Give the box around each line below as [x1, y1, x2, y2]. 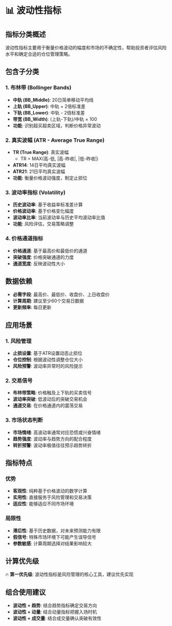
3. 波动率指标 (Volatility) [5, 188, 66, 196]
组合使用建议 [5, 587, 46, 596]
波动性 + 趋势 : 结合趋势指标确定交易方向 [12, 602, 97, 609]
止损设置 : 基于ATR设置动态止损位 [12, 350, 83, 356]
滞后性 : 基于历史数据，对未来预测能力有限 [12, 527, 101, 534]
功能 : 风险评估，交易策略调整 [12, 221, 74, 227]
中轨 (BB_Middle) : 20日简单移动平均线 [12, 97, 94, 103]
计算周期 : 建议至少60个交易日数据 [12, 298, 84, 304]
